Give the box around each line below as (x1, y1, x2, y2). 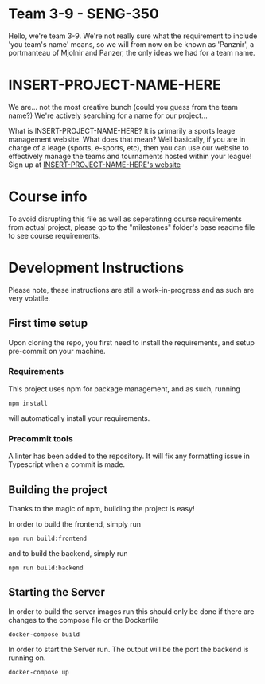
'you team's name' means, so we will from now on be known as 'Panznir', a (8, 39, 255, 49)
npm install (8, 399, 48, 407)
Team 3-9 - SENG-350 (8, 5, 159, 23)
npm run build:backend (8, 564, 84, 572)
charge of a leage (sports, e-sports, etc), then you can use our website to (8, 142, 249, 152)
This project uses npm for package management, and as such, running (8, 383, 240, 394)
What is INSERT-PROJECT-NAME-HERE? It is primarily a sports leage (8, 126, 236, 135)
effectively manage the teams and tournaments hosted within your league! (8, 151, 252, 161)
